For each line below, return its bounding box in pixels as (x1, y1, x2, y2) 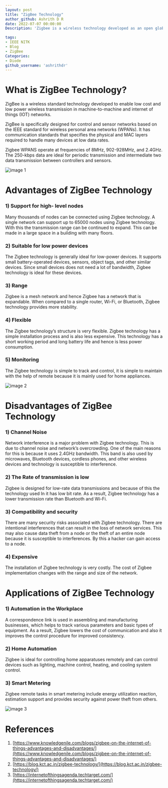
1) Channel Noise (5, 428, 47, 435)
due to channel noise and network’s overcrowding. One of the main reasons (5, 445, 161, 451)
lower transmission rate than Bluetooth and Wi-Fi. (5, 495, 107, 501)
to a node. (5, 540, 26, 546)
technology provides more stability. (5, 304, 78, 310)
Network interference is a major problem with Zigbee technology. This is (5, 440, 154, 446)
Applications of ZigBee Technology (5, 587, 155, 599)
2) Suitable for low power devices (5, 242, 88, 249)
